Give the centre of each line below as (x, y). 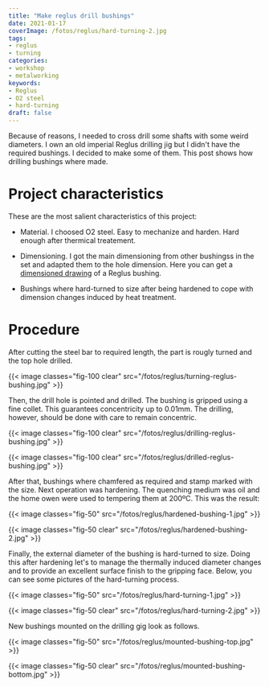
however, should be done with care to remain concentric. (102, 417)
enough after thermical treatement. (78, 240)
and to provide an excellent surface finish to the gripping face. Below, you (130, 570)
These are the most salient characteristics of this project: (103, 216)
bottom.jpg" (28, 674)
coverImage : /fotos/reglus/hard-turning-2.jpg (88, 31)
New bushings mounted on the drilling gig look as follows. (104, 626)
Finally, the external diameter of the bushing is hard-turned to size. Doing (129, 553)
